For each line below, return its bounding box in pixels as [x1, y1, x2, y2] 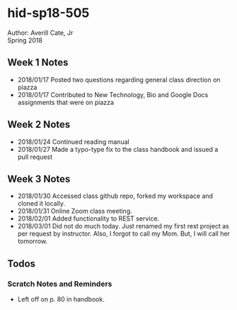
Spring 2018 [7, 35, 42, 44]
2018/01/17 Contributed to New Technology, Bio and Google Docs [17, 90, 209, 99]
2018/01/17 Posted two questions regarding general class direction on [17, 75, 221, 84]
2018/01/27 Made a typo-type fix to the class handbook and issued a [17, 145, 219, 153]
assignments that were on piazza [17, 98, 115, 106]
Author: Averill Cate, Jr [7, 28, 74, 37]
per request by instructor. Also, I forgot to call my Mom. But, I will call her [17, 229, 230, 238]
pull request [17, 153, 53, 161]
